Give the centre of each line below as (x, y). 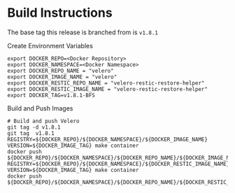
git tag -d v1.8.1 (34, 127)
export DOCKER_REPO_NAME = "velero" (60, 71)
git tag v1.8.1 (31, 133)
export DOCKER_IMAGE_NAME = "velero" (62, 77)
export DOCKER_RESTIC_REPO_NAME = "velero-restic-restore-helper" (106, 83)
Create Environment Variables (50, 45)
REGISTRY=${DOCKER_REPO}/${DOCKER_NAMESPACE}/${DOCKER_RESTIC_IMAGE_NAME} (119, 164)
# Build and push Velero (43, 121)
